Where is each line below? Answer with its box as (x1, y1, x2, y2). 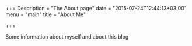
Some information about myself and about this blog (5, 33, 129, 40)
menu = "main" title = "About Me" (5, 11, 86, 18)
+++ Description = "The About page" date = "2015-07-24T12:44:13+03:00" (5, 5, 187, 11)
